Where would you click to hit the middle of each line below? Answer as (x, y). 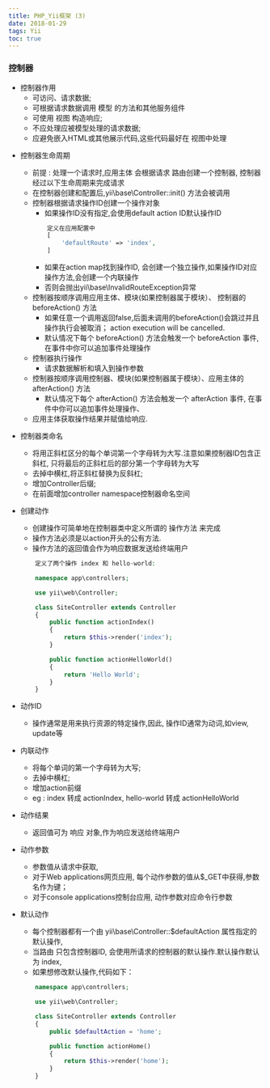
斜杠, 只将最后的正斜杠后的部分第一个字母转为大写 (116, 464)
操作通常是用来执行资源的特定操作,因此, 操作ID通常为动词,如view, (140, 723)
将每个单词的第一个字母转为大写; (86, 768)
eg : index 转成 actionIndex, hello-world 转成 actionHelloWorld (135, 798)
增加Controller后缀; (64, 484)
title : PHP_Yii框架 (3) (47, 16)
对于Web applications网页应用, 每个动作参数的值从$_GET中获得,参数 (146, 877)
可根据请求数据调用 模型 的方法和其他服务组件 (109, 108)
